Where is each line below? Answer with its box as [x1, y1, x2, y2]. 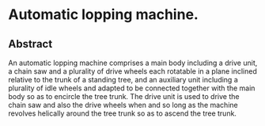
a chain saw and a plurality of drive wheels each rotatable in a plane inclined [8, 67, 257, 76]
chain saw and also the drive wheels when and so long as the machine [8, 101, 239, 109]
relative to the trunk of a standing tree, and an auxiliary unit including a [8, 75, 239, 84]
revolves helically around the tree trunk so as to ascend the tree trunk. [8, 109, 237, 118]
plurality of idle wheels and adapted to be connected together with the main [8, 83, 256, 93]
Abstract [8, 37, 53, 51]
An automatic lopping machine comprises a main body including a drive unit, [8, 58, 258, 67]
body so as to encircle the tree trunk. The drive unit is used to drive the [8, 92, 240, 101]
